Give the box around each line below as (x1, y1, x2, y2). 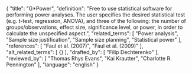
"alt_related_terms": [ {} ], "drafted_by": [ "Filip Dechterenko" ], (6, 49, 160, 55)
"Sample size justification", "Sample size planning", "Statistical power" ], (6, 36, 182, 43)
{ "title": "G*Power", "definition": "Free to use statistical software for (6, 5, 173, 12)
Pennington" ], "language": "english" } (6, 61, 99, 68)
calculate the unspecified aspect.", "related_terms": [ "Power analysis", (6, 30, 178, 37)
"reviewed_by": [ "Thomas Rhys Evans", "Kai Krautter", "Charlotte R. (6, 55, 173, 62)
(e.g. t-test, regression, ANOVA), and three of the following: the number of (6, 18, 186, 24)
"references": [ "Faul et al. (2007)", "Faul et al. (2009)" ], (6, 42, 144, 49)
